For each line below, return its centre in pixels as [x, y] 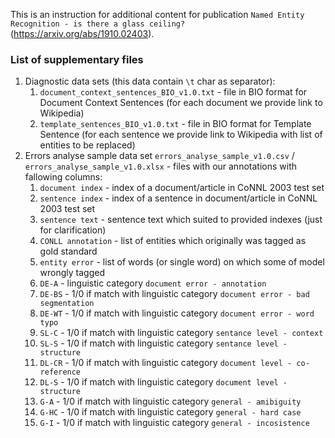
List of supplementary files [77, 59]
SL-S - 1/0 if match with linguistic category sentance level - [163, 343]
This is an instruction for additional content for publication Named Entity [157, 14]
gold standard [68, 251]
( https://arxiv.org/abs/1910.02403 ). [82, 33]
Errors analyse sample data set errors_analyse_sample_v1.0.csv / [159, 156]
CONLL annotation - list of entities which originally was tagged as [173, 241]
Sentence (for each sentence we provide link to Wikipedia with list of [181, 135]
